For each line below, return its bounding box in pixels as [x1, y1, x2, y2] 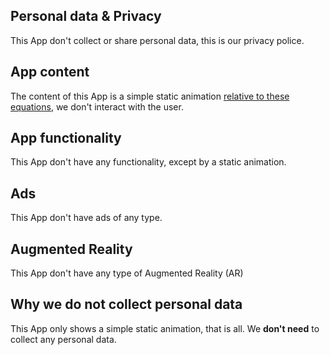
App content [10, 64, 90, 81]
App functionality [10, 130, 122, 147]
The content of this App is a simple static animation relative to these [10, 90, 290, 102]
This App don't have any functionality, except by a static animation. [10, 156, 287, 168]
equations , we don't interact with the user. [10, 100, 184, 113]
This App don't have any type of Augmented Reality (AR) [10, 267, 244, 279]
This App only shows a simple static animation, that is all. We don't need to [10, 322, 320, 334]
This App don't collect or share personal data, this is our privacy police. [10, 34, 305, 46]
